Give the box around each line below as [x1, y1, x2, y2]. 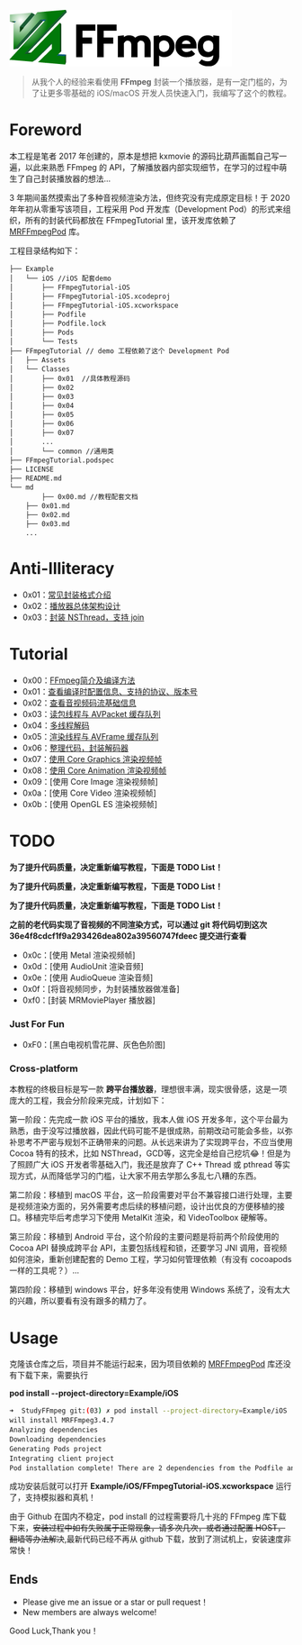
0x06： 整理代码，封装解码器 [22, 742, 129, 753]
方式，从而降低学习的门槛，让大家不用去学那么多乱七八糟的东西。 [16, 1170, 262, 1181]
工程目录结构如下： [9, 245, 81, 256]
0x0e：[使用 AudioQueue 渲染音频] [22, 972, 154, 983]
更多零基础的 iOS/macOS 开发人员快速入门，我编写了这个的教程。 [47, 87, 292, 98]
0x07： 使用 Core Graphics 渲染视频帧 [22, 753, 163, 764]
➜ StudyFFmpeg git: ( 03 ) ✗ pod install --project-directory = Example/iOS [9, 1406, 288, 1415]
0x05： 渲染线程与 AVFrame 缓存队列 [22, 731, 159, 741]
